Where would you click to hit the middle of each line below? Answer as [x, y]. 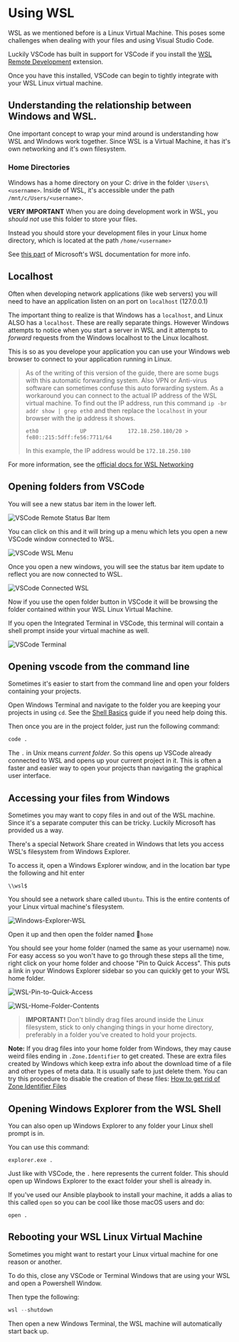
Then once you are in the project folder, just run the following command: [114, 726]
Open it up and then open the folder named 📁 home [81, 934]
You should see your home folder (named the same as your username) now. [119, 948]
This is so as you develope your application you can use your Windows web [119, 351]
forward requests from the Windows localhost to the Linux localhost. [108, 337]
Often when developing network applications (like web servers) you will [113, 294]
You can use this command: [49, 1147]
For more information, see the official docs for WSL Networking [101, 464]
